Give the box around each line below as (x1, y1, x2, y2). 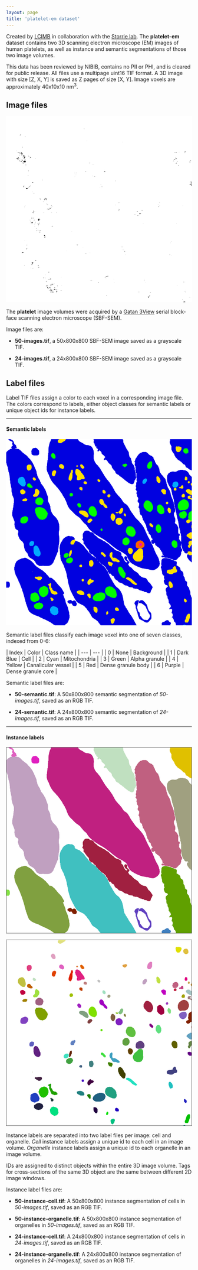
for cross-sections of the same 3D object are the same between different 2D (6, 1168, 192, 1175)
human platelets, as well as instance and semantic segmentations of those (6, 45, 187, 53)
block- (170, 308, 186, 315)
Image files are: (6, 326, 44, 333)
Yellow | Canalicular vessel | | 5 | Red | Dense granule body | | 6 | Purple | (6, 661, 184, 668)
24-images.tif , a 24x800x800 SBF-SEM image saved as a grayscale (14, 355, 181, 362)
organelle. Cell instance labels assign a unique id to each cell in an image (6, 1138, 184, 1145)
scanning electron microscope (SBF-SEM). (18, 314, 122, 321)
